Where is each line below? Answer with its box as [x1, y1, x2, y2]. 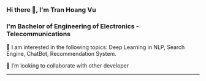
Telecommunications [6, 29, 71, 38]
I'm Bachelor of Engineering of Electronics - [6, 21, 139, 30]
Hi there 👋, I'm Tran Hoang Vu [6, 6, 96, 14]
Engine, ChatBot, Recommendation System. [6, 50, 116, 58]
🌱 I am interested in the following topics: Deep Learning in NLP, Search [6, 44, 185, 51]
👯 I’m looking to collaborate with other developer [6, 62, 129, 69]
